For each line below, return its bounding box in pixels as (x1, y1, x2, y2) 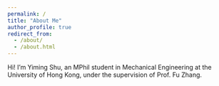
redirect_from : (7, 30, 53, 38)
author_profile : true (7, 23, 72, 31)
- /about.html (14, 43, 56, 50)
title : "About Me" (7, 17, 62, 24)
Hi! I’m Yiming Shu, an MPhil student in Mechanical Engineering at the (7, 63, 212, 71)
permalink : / (7, 10, 46, 18)
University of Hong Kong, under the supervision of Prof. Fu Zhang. (7, 70, 202, 79)
